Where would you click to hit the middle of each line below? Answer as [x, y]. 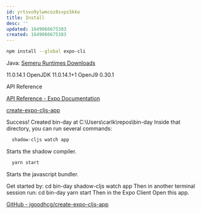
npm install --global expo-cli [46, 52]
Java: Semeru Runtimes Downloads [51, 63]
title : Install [26, 18]
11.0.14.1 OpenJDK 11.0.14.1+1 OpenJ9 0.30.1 [60, 75]
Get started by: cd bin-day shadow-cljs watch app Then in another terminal [101, 186]
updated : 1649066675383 [37, 29]
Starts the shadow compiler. [41, 151]
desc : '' [17, 23]
